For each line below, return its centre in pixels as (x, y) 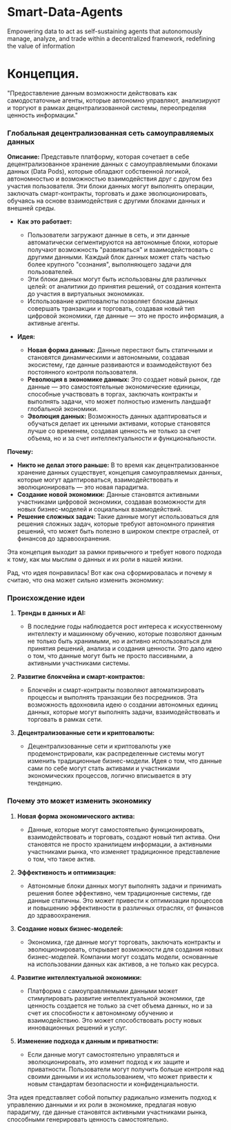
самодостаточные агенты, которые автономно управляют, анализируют (114, 100)
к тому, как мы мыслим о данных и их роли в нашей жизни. (95, 559)
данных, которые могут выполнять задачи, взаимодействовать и (124, 712)
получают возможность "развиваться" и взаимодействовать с (120, 250)
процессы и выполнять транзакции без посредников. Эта (112, 698)
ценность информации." (42, 115)
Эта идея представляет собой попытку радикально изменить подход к (112, 1097)
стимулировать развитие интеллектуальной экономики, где (116, 998)
